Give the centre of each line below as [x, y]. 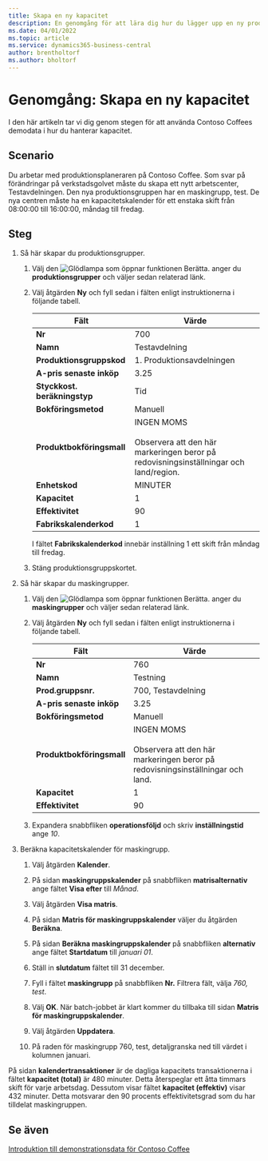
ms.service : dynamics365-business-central [80, 46]
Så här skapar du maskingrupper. [75, 584]
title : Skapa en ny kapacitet [59, 16]
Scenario [31, 156]
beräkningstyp [64, 397]
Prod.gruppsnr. [65, 691]
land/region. [157, 473]
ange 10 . [45, 834]
